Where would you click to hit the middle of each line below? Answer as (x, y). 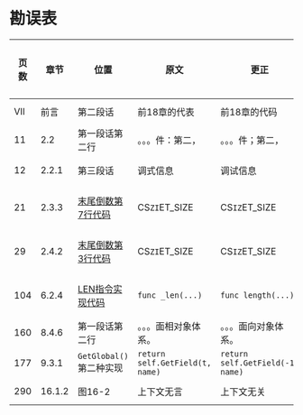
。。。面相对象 (165, 326)
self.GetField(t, (174, 363)
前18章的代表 (166, 112)
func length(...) (257, 295)
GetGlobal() (103, 356)
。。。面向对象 (248, 326)
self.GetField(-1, (260, 363)
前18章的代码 (249, 112)
